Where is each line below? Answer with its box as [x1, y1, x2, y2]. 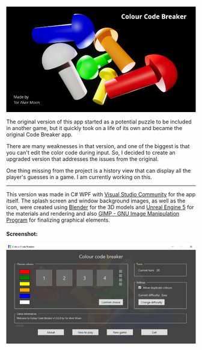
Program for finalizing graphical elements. [6, 216, 110, 223]
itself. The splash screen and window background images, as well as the [6, 197, 186, 204]
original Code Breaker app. [6, 131, 73, 138]
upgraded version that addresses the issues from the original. [6, 155, 159, 163]
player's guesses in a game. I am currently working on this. [6, 173, 152, 181]
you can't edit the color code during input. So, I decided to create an [6, 149, 176, 156]
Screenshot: [6, 230, 38, 237]
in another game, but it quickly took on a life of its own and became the [6, 125, 182, 131]
